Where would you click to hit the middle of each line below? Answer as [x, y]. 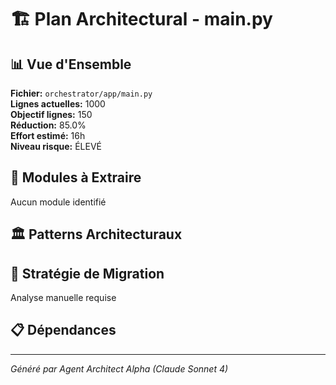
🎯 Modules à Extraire [76, 177]
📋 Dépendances [63, 330]
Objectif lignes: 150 [51, 114]
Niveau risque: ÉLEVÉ [56, 146]
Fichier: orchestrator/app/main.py [81, 93]
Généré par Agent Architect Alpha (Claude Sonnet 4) [119, 368]
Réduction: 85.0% [48, 125]
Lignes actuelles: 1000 [58, 104]
